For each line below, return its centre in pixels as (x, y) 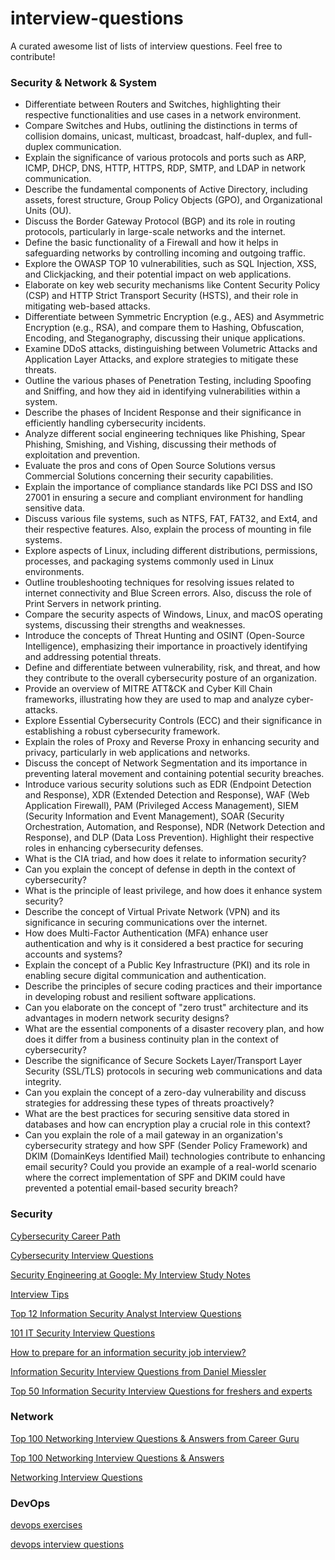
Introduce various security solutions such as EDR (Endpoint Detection (168, 784)
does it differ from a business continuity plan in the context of (152, 1039)
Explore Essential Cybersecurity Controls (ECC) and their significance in (173, 721)
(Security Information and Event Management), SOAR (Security (154, 816)
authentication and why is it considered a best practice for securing (164, 944)
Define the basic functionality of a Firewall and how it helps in (151, 243)
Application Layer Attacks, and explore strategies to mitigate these (161, 359)
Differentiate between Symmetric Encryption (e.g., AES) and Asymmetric (174, 317)
